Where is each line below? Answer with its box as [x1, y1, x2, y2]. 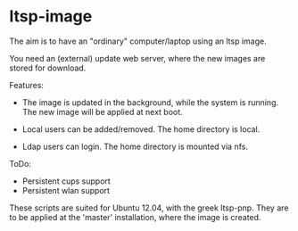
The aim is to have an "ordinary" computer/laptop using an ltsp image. [9, 36, 268, 46]
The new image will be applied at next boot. [21, 106, 183, 117]
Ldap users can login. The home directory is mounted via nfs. [21, 141, 248, 152]
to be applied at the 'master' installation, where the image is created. [9, 211, 261, 222]
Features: [9, 79, 45, 90]
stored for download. [9, 62, 87, 73]
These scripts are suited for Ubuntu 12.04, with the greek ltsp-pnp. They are [9, 202, 289, 213]
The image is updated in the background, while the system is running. [21, 96, 279, 108]
